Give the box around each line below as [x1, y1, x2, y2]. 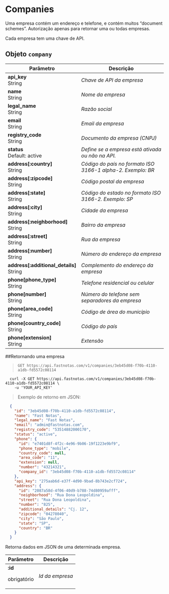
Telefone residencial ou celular [81, 279, 154, 286]
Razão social [81, 105, 112, 112]
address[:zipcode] [8, 175, 53, 182]
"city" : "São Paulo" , [18, 516, 64, 521]
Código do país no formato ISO [81, 160, 155, 167]
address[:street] [8, 233, 48, 240]
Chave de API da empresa [81, 77, 143, 84]
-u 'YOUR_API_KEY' [14, 385, 53, 390]
